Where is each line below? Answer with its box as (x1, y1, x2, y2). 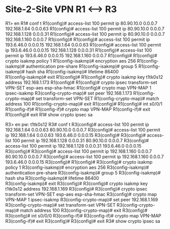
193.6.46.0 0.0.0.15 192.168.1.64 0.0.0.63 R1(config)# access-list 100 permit (5, 41, 161, 48)
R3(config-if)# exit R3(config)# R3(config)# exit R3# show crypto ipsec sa (5, 218, 160, 224)
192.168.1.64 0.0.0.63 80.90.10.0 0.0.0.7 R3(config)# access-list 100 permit (5, 126, 161, 132)
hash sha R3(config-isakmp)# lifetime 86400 (5, 175, 99, 181)
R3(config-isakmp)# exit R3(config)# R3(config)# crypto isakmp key (5, 180, 148, 187)
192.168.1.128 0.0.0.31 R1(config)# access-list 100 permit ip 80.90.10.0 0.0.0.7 (5, 31, 165, 37)
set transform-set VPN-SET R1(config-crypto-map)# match (35, 95, 159, 102)
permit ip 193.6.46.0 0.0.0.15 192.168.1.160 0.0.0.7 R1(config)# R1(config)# (5, 52, 157, 59)
